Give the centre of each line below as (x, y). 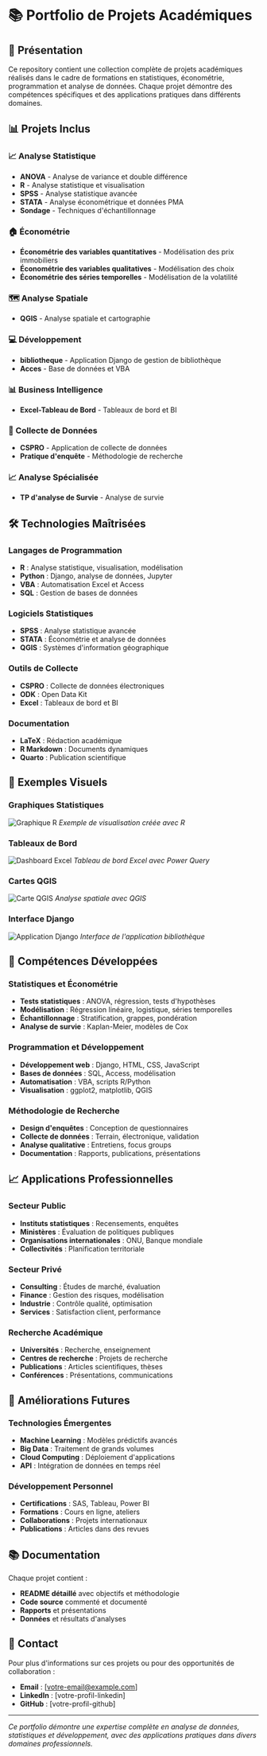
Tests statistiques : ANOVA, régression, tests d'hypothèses (118, 1001)
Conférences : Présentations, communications (96, 1375)
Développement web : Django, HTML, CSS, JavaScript (110, 1065)
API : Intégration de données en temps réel (90, 1466)
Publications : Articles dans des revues (84, 1529)
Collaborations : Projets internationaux (83, 1520)
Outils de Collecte (43, 668)
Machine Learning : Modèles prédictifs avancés (99, 1440)
